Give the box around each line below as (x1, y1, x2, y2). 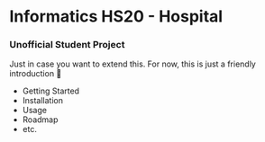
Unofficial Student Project (9, 39, 125, 51)
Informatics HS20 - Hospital (9, 6, 224, 27)
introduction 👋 (9, 68, 62, 79)
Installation (22, 95, 64, 106)
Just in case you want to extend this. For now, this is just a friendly (9, 58, 257, 69)
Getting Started (22, 85, 79, 96)
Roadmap (22, 114, 59, 125)
